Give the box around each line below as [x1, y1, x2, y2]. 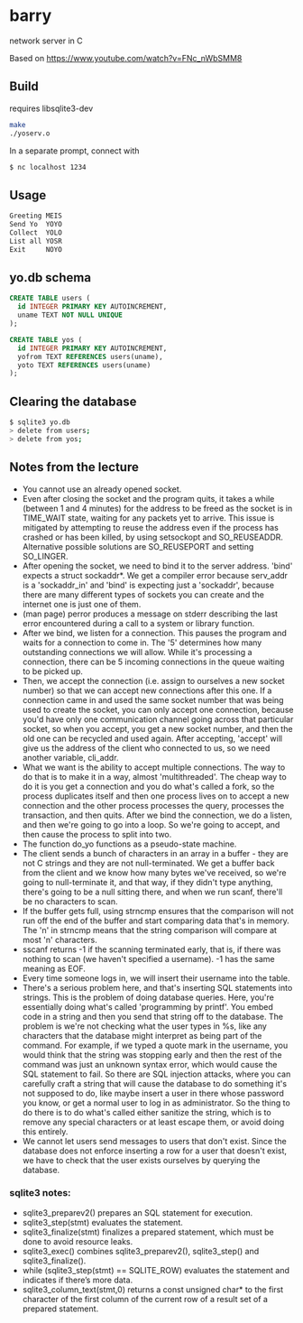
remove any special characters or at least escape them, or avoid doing [22, 1116, 285, 1127]
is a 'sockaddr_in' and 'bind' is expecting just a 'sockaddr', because [22, 579, 275, 590]
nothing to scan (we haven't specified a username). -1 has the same [22, 953, 275, 964]
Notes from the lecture [9, 459, 140, 475]
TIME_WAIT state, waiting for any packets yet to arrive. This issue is [22, 512, 275, 523]
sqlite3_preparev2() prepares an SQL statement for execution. [22, 1207, 253, 1218]
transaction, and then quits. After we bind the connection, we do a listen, [22, 810, 293, 820]
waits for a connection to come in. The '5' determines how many [22, 637, 262, 648]
